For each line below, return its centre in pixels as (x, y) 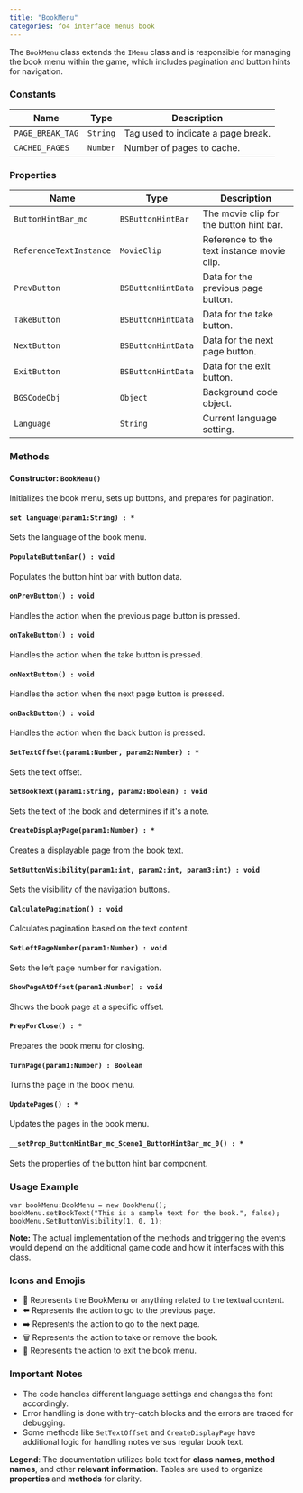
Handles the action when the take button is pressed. (106, 655)
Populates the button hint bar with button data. (96, 576)
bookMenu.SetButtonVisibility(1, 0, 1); (87, 1221)
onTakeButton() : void (52, 635)
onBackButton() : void (52, 713)
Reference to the (238, 240)
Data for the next (238, 340)
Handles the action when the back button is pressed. (107, 732)
